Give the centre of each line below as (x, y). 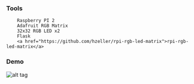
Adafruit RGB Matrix (43, 26)
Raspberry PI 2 (36, 21)
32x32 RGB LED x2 (39, 31)
